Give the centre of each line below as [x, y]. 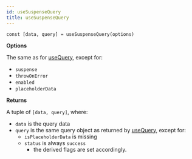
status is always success [55, 143]
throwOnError [32, 76]
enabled [25, 83]
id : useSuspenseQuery [34, 12]
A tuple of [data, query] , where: [47, 112]
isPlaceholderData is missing [60, 137]
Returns [17, 100]
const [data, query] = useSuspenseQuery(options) [70, 34]
